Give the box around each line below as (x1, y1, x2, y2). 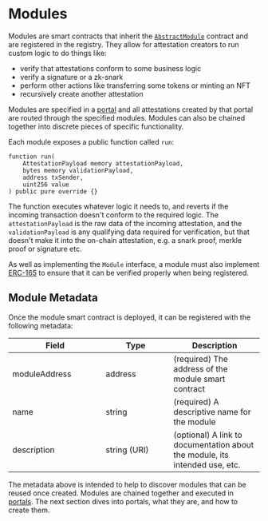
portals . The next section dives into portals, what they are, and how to (8, 496, 238, 506)
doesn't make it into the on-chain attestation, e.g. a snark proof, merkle (8, 235, 242, 245)
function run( (8, 153, 56, 161)
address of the (173, 363, 228, 374)
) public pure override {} (8, 187, 98, 196)
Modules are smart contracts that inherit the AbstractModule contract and (8, 31, 249, 41)
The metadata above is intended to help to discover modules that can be (8, 479, 246, 489)
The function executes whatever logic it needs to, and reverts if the (8, 201, 229, 211)
